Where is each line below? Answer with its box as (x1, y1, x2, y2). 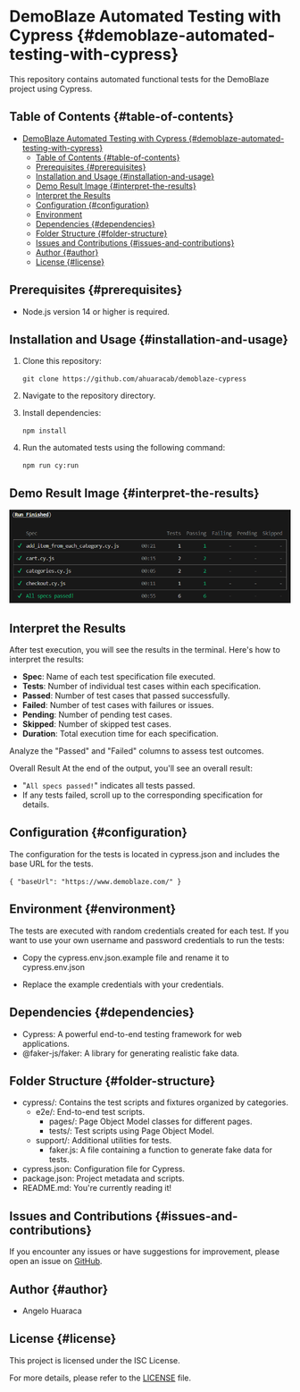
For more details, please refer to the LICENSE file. (9, 1372, 192, 1383)
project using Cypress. (9, 83, 93, 94)
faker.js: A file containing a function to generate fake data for (48, 1144, 272, 1155)
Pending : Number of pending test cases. (21, 709, 172, 721)
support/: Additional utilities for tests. (35, 1135, 172, 1146)
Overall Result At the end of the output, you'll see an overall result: (9, 763, 253, 774)
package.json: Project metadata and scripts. (21, 1173, 185, 1184)
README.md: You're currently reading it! (21, 1183, 172, 1194)
